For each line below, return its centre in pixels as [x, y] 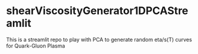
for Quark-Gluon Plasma [36, 46]
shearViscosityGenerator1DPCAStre [97, 11]
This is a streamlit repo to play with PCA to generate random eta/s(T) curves [99, 39]
